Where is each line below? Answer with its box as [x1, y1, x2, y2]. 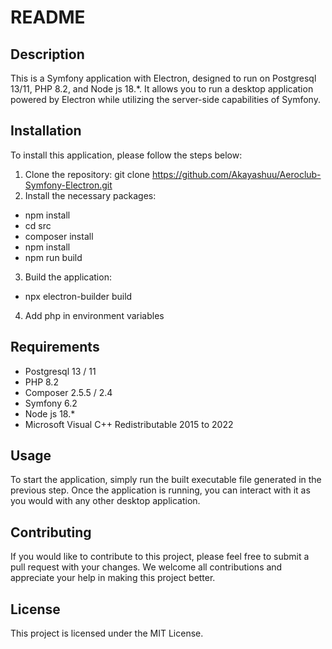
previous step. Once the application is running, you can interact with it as [10, 484, 311, 496]
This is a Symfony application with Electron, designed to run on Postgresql [10, 72, 317, 84]
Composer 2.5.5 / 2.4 [24, 386, 113, 398]
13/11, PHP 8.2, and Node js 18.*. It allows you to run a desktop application [10, 83, 314, 95]
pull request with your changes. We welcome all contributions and [10, 561, 283, 573]
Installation [10, 122, 82, 140]
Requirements [10, 339, 100, 356]
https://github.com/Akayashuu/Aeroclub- [151, 168, 322, 180]
